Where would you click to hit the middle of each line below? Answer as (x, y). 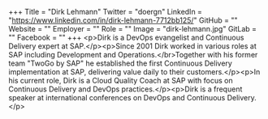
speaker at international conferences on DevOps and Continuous (117, 98)
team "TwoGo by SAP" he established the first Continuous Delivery (121, 63)
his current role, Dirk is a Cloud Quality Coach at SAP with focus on (121, 81)
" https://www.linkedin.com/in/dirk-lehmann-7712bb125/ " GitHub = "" (123, 20)
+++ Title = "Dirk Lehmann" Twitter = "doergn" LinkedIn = (106, 12)
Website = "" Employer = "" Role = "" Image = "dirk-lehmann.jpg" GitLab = (133, 29)
